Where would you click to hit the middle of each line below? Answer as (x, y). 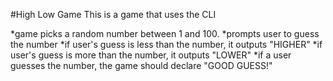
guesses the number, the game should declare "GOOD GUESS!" (141, 65)
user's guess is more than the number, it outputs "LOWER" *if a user (151, 55)
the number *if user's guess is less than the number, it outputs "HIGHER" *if (166, 44)
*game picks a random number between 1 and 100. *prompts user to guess (165, 33)
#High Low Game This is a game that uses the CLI (113, 14)
